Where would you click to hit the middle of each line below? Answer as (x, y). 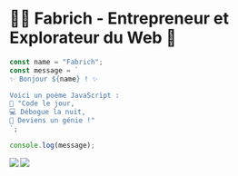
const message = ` (44, 70)
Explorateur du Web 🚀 (93, 38)
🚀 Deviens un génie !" (52, 121)
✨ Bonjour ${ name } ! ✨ (54, 79)
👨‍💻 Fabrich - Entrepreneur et (119, 19)
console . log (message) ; (52, 145)
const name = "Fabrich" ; (56, 62)
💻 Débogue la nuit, (48, 112)
